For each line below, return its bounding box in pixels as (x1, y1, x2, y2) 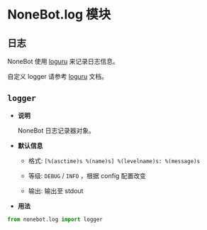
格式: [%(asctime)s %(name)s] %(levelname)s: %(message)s (28, 156, 201, 165)
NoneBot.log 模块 (7, 6, 111, 23)
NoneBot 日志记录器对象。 (17, 126, 96, 135)
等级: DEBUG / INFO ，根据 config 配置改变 (28, 171, 147, 180)
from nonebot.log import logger (7, 216, 103, 223)
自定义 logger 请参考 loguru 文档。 (7, 72, 108, 80)
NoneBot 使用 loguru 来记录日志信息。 (7, 57, 119, 65)
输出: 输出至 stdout (28, 186, 84, 195)
